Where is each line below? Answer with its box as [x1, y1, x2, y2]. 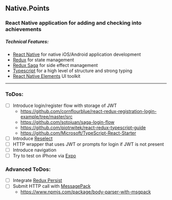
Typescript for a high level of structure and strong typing [12, 68, 133, 74]
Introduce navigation [12, 147, 57, 153]
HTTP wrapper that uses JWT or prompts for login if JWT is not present [12, 141, 164, 147]
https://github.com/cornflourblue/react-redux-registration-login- [20, 108, 157, 114]
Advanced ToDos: [5, 166, 51, 173]
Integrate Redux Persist [12, 177, 62, 184]
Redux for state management [12, 57, 74, 63]
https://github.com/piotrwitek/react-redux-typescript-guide [20, 124, 146, 130]
